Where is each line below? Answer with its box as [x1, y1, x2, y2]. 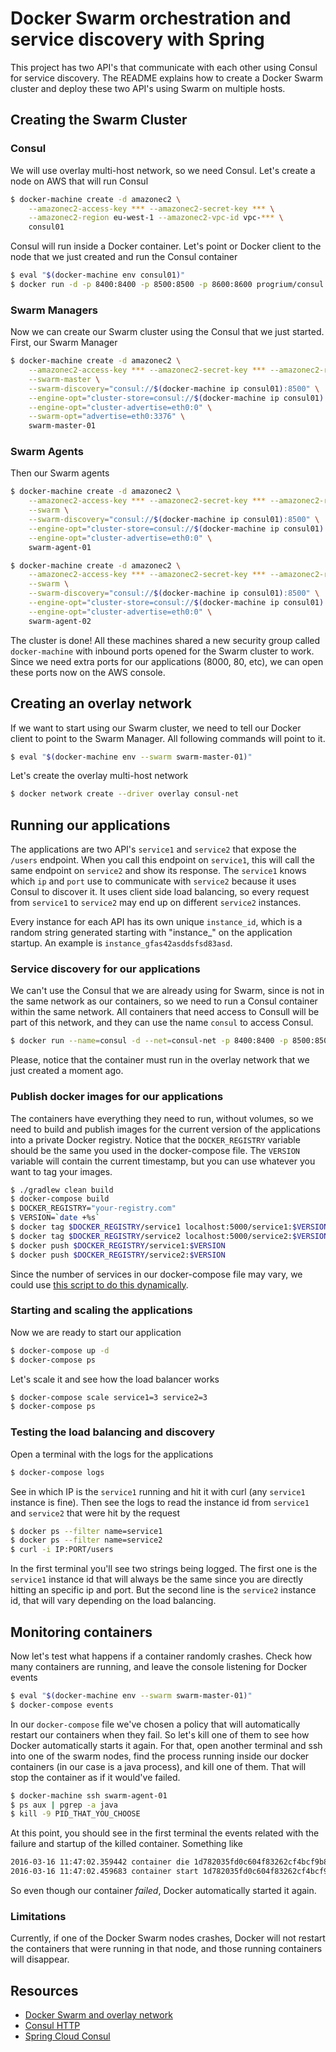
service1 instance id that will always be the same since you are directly [10, 1573, 304, 1586]
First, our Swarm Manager [10, 337, 118, 349]
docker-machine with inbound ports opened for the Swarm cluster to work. [10, 645, 315, 657]
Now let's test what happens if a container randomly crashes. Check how [10, 1650, 313, 1662]
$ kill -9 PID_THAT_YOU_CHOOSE [10, 1809, 141, 1819]
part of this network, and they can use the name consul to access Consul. [10, 1017, 314, 1029]
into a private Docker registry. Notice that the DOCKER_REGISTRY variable [10, 1133, 301, 1146]
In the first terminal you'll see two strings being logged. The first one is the [10, 1563, 318, 1575]
